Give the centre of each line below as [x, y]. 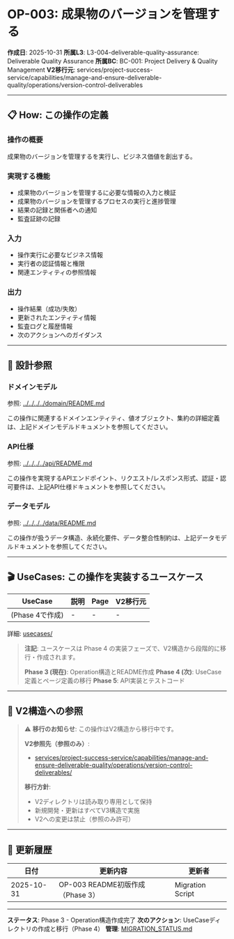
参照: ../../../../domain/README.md [56, 403]
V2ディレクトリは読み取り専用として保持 [93, 802]
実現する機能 [29, 176]
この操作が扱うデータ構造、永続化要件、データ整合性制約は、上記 [102, 538]
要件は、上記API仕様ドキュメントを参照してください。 [91, 487]
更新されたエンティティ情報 [57, 317]
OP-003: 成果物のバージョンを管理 [107, 14]
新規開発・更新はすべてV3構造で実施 [87, 810]
